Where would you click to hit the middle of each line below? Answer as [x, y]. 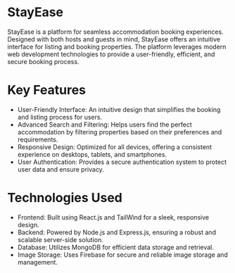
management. [38, 262]
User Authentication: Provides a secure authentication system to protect [122, 162]
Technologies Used [65, 198]
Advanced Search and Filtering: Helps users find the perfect [104, 125]
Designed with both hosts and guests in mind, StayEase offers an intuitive [114, 39]
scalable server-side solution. [61, 239]
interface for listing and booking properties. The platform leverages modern [117, 46]
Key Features [47, 90]
